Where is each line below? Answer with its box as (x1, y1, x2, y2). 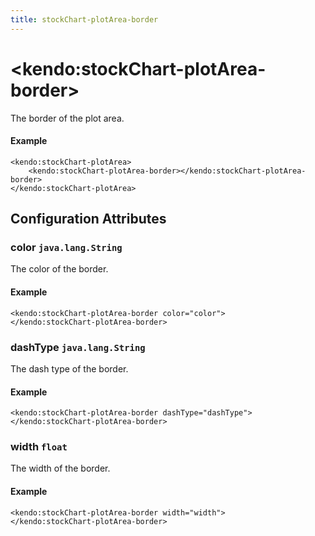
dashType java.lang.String (10, 340, 146, 354)
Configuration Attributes (10, 211, 167, 228)
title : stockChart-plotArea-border (10, 14, 159, 25)
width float (10, 440, 68, 454)
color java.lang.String (10, 241, 123, 255)
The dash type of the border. (10, 362, 129, 375)
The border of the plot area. (10, 112, 125, 124)
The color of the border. (10, 263, 109, 275)
